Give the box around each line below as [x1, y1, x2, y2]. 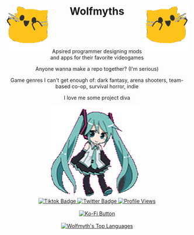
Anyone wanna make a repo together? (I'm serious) [35, 65, 159, 72]
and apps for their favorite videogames [50, 54, 144, 61]
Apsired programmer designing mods [52, 47, 142, 54]
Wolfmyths [70, 5, 124, 18]
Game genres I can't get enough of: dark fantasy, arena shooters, [10, 77, 168, 84]
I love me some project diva [64, 94, 130, 101]
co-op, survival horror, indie [71, 82, 139, 89]
